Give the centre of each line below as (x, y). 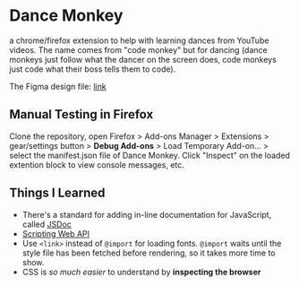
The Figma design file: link (58, 86)
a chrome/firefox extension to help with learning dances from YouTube (139, 40)
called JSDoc (47, 224)
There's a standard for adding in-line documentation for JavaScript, (147, 214)
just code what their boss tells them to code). (93, 69)
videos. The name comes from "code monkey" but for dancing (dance (138, 49)
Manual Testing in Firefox (81, 114)
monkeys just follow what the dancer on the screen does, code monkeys (143, 59)
